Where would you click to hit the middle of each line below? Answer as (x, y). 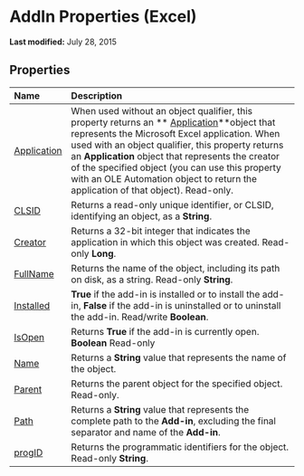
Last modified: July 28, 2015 (63, 42)
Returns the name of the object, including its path (176, 268)
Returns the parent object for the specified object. (177, 384)
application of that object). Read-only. (152, 190)
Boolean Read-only (113, 343)
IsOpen (29, 337)
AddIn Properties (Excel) (103, 17)
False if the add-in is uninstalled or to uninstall (182, 305)
